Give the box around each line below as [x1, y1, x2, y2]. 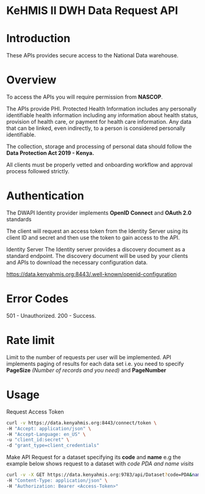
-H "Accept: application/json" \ [6, 425, 92, 432]
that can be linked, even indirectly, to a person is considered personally [6, 124, 185, 132]
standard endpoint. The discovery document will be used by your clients [6, 252, 188, 259]
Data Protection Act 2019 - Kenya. [6, 149, 95, 157]
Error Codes [6, 292, 69, 306]
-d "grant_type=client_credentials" [6, 443, 99, 449]
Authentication [6, 189, 84, 203]
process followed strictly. [6, 168, 70, 175]
